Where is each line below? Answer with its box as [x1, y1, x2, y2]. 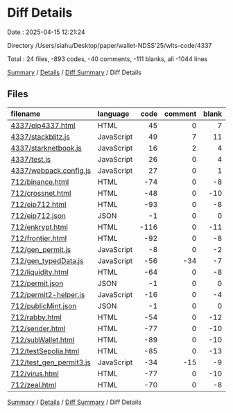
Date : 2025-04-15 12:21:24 [7, 28, 85, 36]
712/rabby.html [10, 312, 62, 322]
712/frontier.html [10, 233, 67, 243]
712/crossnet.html [10, 188, 71, 198]
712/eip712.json [10, 210, 66, 220]
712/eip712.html [10, 199, 67, 209]
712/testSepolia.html [10, 346, 80, 355]
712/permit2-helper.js [10, 289, 85, 299]
